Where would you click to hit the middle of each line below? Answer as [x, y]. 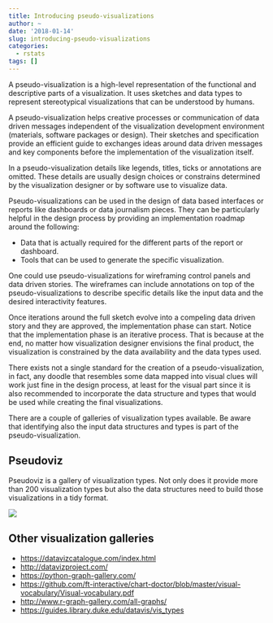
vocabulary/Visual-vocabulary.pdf [77, 593]
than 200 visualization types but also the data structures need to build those [136, 489]
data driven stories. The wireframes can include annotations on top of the [132, 284]
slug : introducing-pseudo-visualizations [80, 39]
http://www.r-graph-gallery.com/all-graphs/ [93, 601]
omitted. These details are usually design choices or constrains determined [134, 176]
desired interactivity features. [58, 301]
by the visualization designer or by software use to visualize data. [118, 185]
